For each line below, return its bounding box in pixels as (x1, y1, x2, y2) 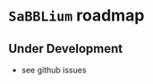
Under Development (8, 41, 123, 56)
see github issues (21, 64, 87, 75)
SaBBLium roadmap (8, 5, 145, 26)
